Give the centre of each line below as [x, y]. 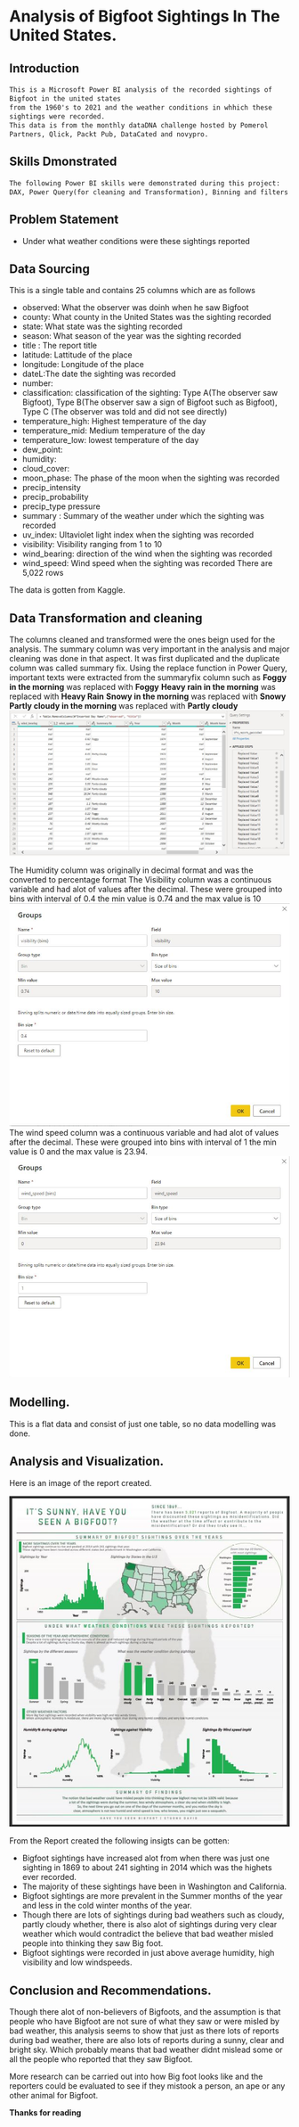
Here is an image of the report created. [81, 1482]
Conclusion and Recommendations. [110, 1990]
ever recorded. [49, 1877]
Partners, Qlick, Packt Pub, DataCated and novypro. [109, 135]
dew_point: [42, 450]
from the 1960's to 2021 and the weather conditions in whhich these [141, 108]
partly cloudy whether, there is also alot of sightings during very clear [149, 1925]
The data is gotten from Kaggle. [68, 590]
